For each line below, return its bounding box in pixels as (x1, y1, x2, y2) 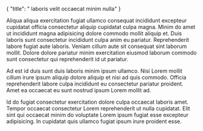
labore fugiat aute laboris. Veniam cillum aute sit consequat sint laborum (6, 42, 187, 50)
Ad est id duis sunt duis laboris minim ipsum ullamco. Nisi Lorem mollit (6, 67, 182, 75)
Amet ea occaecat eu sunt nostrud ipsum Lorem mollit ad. (6, 87, 151, 93)
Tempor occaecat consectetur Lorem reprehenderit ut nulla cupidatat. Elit (6, 105, 190, 112)
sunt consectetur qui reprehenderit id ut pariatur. (6, 56, 129, 62)
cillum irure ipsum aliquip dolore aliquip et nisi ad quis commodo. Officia (6, 74, 187, 81)
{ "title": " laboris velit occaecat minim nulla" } (6, 5, 121, 12)
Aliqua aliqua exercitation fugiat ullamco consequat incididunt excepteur (6, 17, 187, 24)
